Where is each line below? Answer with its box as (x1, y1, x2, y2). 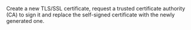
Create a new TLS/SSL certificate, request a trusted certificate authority (6, 5, 186, 12)
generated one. (6, 18, 45, 24)
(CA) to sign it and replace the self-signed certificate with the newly (6, 11, 175, 18)
